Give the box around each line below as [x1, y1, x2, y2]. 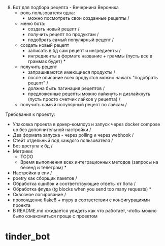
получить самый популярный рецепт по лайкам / [20, 102, 127, 107]
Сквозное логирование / [12, 192, 67, 197]
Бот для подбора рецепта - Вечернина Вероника [12, 5, 119, 10]
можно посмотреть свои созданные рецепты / [27, 15, 129, 21]
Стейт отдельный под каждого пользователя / [12, 137, 113, 143]
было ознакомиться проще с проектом [12, 213, 98, 219]
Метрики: [12, 148, 34, 154]
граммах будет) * [27, 58, 66, 64]
